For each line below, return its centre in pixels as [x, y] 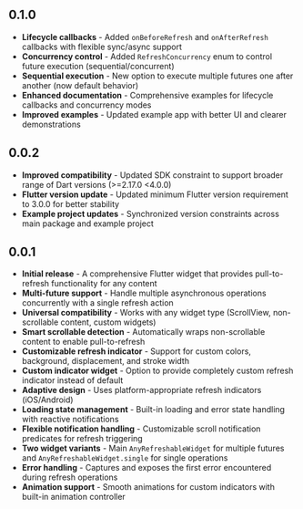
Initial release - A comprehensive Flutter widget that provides [137, 274]
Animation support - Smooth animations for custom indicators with [148, 487]
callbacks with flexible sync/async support [102, 47]
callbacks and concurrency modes [86, 105]
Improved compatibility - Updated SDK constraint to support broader [152, 175]
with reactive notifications [70, 420]
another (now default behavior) [80, 85]
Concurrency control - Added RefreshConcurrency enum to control [147, 56]
